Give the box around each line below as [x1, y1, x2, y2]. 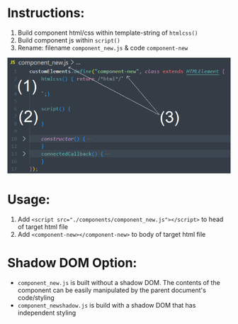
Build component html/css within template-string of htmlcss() [17, 28, 198, 37]
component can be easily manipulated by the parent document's [17, 286, 207, 294]
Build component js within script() [17, 35, 120, 44]
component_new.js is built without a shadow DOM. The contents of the [17, 278, 221, 286]
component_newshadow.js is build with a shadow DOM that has [17, 301, 196, 309]
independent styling [17, 308, 76, 317]
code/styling [17, 293, 55, 302]
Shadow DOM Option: [7, 255, 137, 271]
